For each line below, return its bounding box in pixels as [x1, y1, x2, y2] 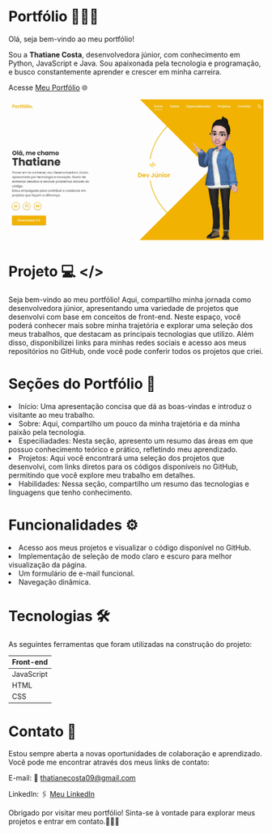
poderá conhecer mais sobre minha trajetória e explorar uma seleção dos [8, 320, 253, 330]
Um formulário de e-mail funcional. [19, 568, 135, 578]
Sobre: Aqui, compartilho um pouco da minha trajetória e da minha [19, 419, 240, 428]
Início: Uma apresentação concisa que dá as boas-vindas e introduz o [19, 401, 253, 411]
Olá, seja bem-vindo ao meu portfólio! [8, 34, 135, 44]
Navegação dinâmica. [19, 577, 91, 586]
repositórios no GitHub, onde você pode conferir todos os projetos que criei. [8, 346, 264, 355]
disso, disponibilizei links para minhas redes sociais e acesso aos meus [8, 338, 247, 347]
